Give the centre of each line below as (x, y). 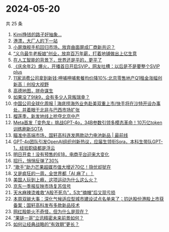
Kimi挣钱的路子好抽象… (37, 34)
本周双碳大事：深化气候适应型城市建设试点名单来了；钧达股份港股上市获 (88, 198)
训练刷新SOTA (28, 129)
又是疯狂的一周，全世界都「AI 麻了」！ (54, 173)
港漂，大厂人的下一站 (35, 41)
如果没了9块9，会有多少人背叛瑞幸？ (51, 97)
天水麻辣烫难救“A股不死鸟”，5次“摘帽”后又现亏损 (64, 192)
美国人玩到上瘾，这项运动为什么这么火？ (55, 180)
